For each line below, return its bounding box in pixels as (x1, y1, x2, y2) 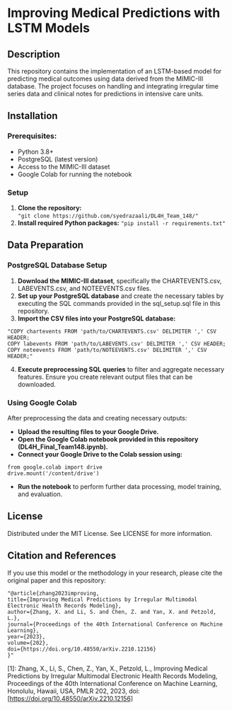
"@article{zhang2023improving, (7, 590, 100, 597)
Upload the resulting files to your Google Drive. (17, 427, 159, 436)
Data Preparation (7, 239, 83, 251)
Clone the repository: (17, 203, 82, 212)
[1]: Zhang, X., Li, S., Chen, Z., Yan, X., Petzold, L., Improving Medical (7, 664, 208, 672)
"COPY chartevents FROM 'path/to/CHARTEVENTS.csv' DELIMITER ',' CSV (7, 328, 217, 335)
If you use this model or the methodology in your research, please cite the (7, 568, 223, 577)
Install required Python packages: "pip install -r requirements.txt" (17, 218, 226, 227)
